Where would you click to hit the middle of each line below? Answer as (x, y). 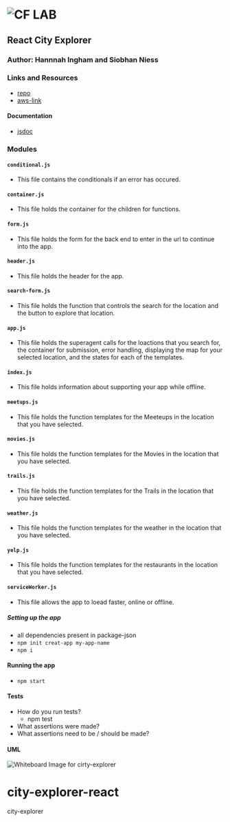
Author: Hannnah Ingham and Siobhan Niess (83, 60)
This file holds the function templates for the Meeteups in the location (115, 416)
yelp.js (18, 550)
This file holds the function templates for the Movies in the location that (118, 454)
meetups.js (23, 402)
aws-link (29, 100)
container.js (26, 195)
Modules (22, 149)
